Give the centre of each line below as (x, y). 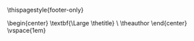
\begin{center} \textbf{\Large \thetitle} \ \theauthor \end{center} (97, 23)
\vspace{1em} (27, 30)
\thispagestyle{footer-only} (45, 10)
